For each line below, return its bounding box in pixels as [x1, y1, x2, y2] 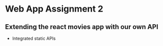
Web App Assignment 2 [5, 3, 104, 15]
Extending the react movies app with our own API [5, 23, 159, 31]
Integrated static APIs [12, 35, 56, 41]
